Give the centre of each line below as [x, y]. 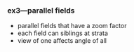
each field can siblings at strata [63, 33]
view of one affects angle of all [62, 41]
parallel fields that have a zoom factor [72, 26]
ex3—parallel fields [41, 11]
